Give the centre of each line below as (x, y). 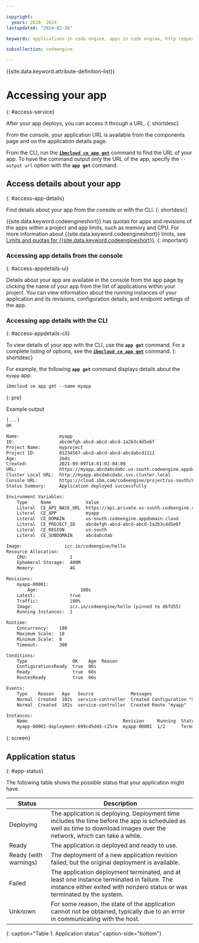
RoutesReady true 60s (57, 678)
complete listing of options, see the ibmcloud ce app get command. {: (91, 352)
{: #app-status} (25, 771)
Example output (25, 409)
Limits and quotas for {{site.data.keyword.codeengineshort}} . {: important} (97, 240)
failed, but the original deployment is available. (115, 863)
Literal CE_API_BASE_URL (49, 508)
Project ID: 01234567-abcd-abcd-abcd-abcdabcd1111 (81, 453)
